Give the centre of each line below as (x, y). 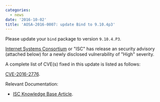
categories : (18, 10)
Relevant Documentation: (32, 84)
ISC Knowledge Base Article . (43, 94)
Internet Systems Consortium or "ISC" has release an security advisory (80, 49)
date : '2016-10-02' (26, 19)
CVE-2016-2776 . (23, 74)
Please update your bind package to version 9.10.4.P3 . (63, 39)
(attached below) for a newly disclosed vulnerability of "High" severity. (80, 54)
